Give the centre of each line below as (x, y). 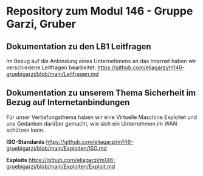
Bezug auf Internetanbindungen (68, 102)
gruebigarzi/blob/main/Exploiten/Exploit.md (61, 166)
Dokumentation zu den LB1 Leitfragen (79, 46)
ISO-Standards (26, 141)
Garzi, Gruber (41, 24)
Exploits (17, 160)
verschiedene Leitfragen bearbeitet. (51, 67)
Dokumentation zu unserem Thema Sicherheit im (101, 93)
